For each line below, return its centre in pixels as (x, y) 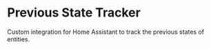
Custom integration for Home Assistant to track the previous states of (106, 32)
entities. (18, 39)
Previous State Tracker (74, 13)
